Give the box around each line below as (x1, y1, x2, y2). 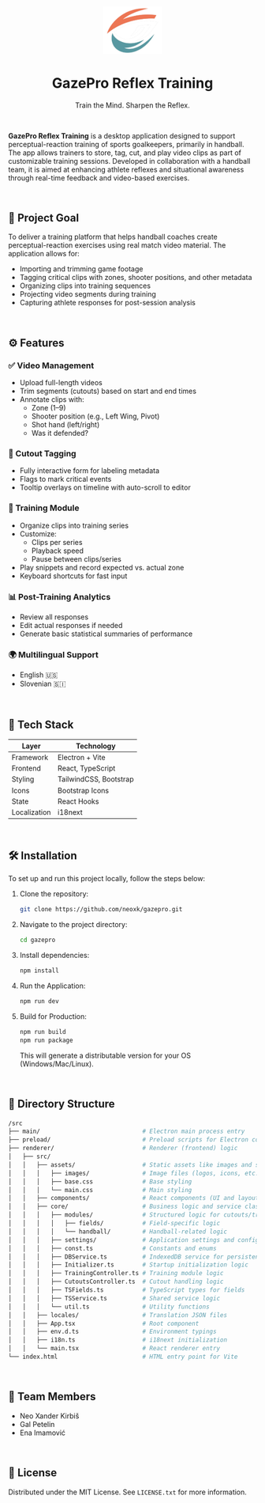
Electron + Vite (58, 752, 106, 762)
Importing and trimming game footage (19, 264, 144, 274)
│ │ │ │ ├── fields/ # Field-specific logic (8, 1220, 221, 1228)
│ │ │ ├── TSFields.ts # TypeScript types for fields (8, 1286, 245, 1294)
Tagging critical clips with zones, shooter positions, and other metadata (19, 273, 252, 282)
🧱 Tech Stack (8, 717, 74, 731)
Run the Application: (19, 981, 86, 990)
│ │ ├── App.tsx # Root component (8, 1319, 200, 1327)
